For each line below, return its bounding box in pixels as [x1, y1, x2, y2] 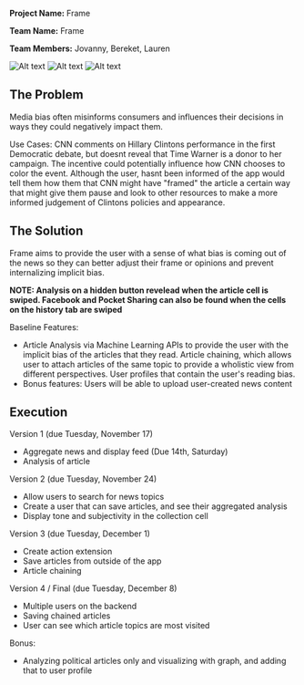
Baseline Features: [9, 321, 79, 332]
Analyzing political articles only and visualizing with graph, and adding [22, 656, 287, 667]
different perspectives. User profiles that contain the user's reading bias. [22, 368, 296, 379]
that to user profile [22, 665, 93, 676]
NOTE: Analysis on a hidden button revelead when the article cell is [9, 285, 269, 296]
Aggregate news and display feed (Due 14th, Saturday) [22, 446, 228, 457]
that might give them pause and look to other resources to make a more [9, 187, 279, 198]
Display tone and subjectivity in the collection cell [22, 511, 209, 522]
